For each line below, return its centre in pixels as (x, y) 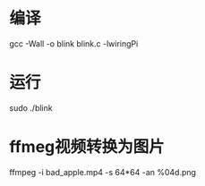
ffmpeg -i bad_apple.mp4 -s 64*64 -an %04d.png (103, 172)
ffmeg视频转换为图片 (87, 147)
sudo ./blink (31, 107)
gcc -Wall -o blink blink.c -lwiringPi (74, 43)
